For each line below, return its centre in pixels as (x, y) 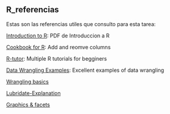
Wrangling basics (27, 81)
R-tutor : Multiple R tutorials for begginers (57, 58)
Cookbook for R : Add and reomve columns (58, 47)
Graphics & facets (28, 104)
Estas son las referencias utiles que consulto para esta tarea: (81, 24)
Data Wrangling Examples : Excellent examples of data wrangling (85, 70)
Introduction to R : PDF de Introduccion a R (58, 36)
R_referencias (33, 10)
